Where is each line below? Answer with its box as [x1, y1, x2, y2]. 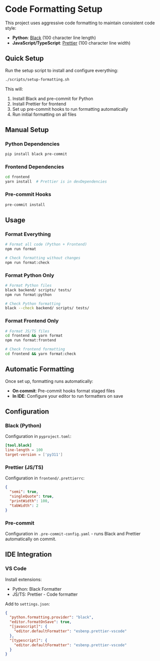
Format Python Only [5, 272, 54, 279]
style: [5, 25, 16, 31]
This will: [5, 86, 23, 92]
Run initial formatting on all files [12, 111, 77, 117]
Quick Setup [5, 54, 44, 63]
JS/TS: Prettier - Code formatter [12, 591, 78, 597]
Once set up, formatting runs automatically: [5, 378, 94, 384]
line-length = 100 [5, 448, 43, 453]
